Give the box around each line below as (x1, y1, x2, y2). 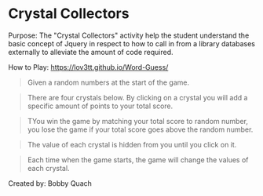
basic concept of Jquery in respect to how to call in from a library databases (8, 38, 255, 48)
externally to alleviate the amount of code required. (8, 47, 174, 56)
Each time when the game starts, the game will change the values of (27, 154, 249, 165)
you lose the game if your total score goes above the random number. (27, 125, 254, 134)
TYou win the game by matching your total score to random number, (27, 116, 249, 125)
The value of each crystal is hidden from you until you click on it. (27, 140, 237, 149)
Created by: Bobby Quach (8, 178, 93, 188)
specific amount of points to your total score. (27, 101, 174, 111)
